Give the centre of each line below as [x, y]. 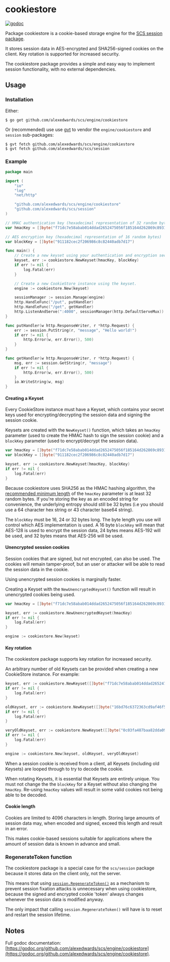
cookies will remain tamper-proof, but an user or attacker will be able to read [85, 564]
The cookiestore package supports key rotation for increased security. [79, 659]
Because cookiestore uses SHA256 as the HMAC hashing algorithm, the [80, 488]
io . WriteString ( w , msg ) [39, 382]
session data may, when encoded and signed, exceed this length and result [84, 823]
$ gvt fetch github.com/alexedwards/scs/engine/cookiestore [70, 144]
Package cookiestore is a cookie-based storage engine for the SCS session [84, 33]
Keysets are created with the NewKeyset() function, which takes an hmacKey [83, 430]
